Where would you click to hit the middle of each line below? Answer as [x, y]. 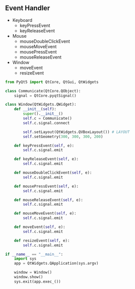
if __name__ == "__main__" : [34, 254]
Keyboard [22, 20]
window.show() [29, 277]
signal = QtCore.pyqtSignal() [45, 96]
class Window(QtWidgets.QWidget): [41, 105]
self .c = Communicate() [47, 119]
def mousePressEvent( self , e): [46, 186]
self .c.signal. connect [46, 123]
